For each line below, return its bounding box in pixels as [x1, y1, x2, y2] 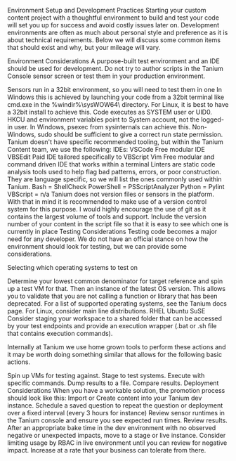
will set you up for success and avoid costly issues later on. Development [7, 21, 220, 29]
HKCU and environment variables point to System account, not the [7, 115, 200, 124]
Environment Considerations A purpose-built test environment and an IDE [7, 57, 220, 65]
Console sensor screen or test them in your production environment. [7, 72, 206, 80]
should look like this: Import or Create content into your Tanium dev [7, 394, 202, 402]
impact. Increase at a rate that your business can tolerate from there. [7, 446, 206, 454]
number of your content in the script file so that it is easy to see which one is [7, 220, 229, 228]
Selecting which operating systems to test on [7, 264, 138, 271]
